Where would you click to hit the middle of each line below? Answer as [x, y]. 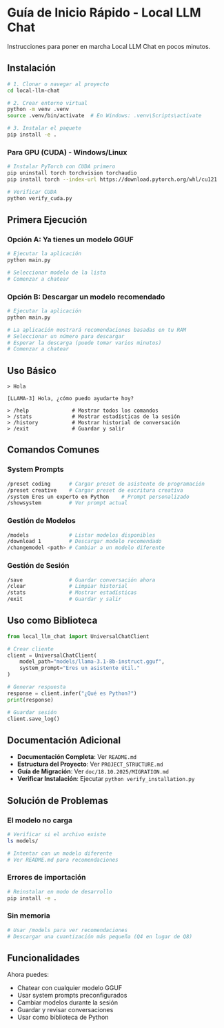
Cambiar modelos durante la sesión [68, 1002]
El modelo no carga [40, 820]
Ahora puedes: [28, 975]
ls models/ [23, 841]
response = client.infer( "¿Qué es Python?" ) [72, 693]
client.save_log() [33, 719]
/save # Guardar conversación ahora [81, 580]
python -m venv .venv [38, 109]
